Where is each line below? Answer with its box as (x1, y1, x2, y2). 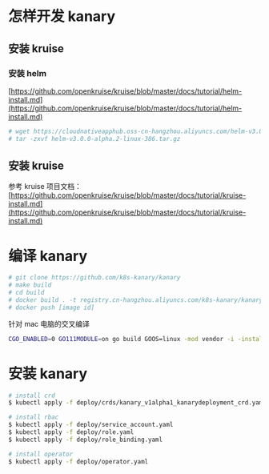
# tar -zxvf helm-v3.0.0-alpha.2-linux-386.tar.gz (8, 135, 181, 143)
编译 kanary (8, 247, 88, 265)
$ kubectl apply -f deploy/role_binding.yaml (8, 436, 163, 444)
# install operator (8, 450, 74, 458)
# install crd (8, 392, 56, 400)
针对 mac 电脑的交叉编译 (8, 319, 90, 328)
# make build (8, 281, 52, 289)
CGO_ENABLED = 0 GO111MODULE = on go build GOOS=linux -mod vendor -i (8, 335, 235, 343)
